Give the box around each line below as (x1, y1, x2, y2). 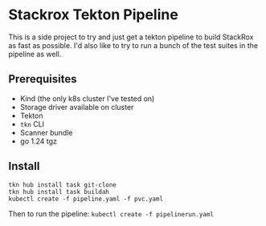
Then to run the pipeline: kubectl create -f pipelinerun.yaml (8, 208, 215, 218)
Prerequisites (8, 72, 77, 86)
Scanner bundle (19, 127, 73, 137)
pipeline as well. (8, 49, 62, 59)
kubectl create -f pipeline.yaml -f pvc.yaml (8, 195, 163, 203)
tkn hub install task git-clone (8, 180, 117, 189)
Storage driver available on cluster (19, 102, 134, 111)
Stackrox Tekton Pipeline (8, 6, 178, 24)
